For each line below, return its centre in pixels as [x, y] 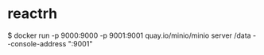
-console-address [37, 43]
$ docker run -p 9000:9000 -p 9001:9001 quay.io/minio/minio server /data [129, 35]
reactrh [32, 14]
